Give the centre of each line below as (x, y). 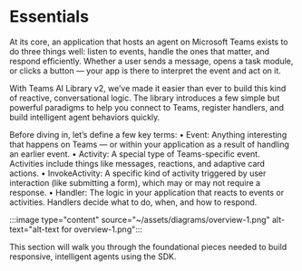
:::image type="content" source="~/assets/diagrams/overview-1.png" (140, 219)
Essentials (49, 17)
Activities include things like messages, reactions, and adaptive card (137, 163)
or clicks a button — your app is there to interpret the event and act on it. (145, 71)
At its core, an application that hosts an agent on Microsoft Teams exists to (149, 42)
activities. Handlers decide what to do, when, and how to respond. (133, 202)
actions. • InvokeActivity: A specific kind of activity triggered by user (138, 173)
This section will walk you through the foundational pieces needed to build (148, 247)
